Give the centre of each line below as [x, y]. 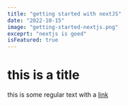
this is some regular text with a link [58, 95]
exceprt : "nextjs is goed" [47, 34]
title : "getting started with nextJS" [64, 14]
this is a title [43, 75]
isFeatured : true [33, 40]
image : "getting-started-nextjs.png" [63, 27]
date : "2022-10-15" [36, 20]
